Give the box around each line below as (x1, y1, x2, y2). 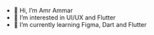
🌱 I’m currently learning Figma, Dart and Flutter (13, 21, 147, 28)
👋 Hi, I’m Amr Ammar (13, 7, 74, 14)
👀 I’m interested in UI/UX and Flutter (13, 13, 115, 22)
